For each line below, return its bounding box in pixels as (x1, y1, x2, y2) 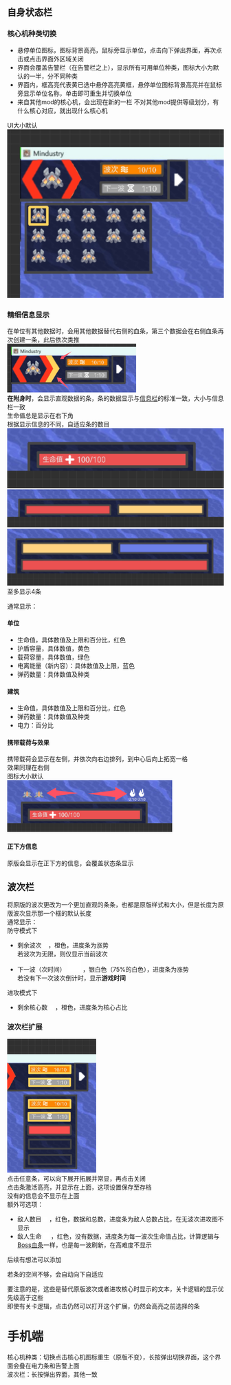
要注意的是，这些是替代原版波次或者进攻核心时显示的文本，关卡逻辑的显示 (7, 1284, 218, 1293)
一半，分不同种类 (29, 72, 78, 80)
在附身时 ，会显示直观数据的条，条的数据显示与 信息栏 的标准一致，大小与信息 (7, 394, 224, 402)
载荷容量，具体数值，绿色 (16, 653, 90, 661)
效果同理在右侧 (7, 763, 49, 772)
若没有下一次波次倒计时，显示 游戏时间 (16, 974, 126, 982)
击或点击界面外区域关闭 (16, 55, 84, 63)
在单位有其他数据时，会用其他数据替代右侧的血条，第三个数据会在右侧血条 (7, 326, 218, 335)
